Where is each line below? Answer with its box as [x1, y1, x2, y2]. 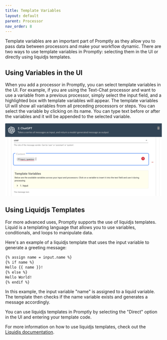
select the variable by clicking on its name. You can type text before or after [5, 108, 161, 114]
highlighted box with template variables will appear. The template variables [5, 98, 158, 104]
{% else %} [5, 270, 28, 275]
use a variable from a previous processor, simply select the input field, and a [5, 92, 162, 98]
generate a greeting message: [5, 244, 67, 250]
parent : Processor [5, 18, 43, 23]
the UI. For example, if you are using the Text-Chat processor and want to [5, 87, 156, 93]
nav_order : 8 [5, 24, 32, 29]
